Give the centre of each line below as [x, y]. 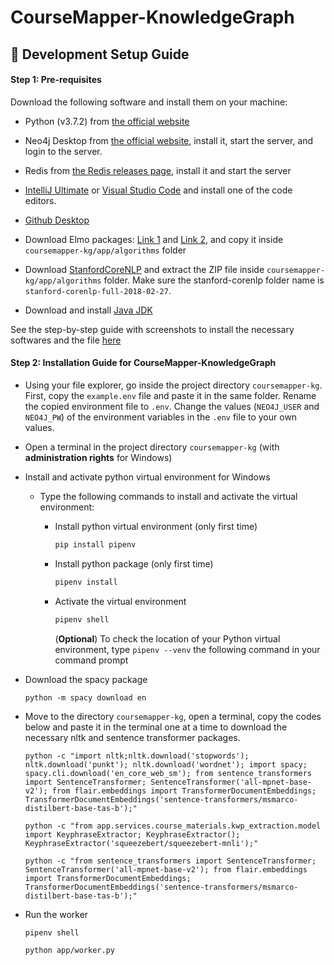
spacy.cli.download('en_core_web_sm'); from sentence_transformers [168, 773]
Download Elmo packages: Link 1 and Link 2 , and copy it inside [154, 239]
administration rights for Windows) [98, 457]
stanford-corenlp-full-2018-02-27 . [98, 290]
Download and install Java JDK [88, 310]
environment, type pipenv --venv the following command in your [187, 649]
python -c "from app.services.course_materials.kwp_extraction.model [173, 826]
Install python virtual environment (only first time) [156, 526]
